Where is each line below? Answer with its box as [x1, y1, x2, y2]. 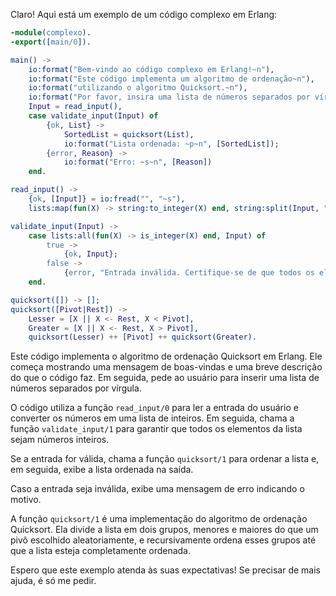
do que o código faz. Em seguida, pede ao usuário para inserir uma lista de [10, 372, 320, 384]
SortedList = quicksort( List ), [63, 129, 195, 139]
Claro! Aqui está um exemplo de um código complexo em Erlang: [10, 9, 278, 20]
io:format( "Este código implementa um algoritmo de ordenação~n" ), [28, 74, 315, 84]
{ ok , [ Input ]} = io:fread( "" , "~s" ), [28, 194, 186, 204]
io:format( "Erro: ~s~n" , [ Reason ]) [63, 157, 213, 168]
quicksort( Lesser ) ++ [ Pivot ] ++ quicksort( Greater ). [28, 332, 257, 343]
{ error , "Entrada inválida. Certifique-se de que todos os [63, 268, 315, 278]
